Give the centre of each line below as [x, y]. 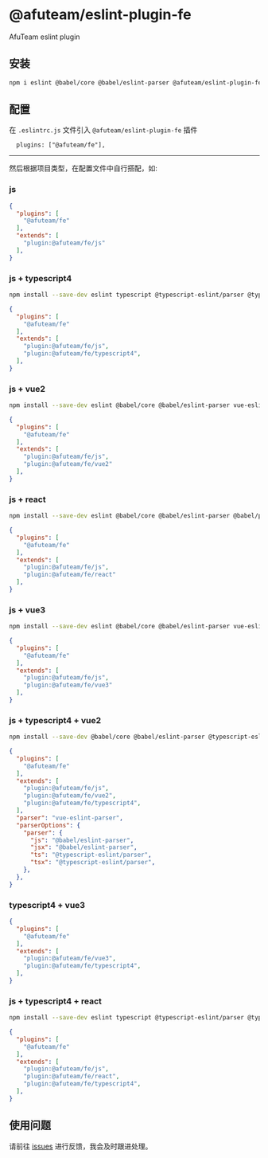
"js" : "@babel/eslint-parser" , [82, 840]
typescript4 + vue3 [47, 905]
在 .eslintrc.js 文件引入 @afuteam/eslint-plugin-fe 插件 [103, 130]
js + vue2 [27, 389]
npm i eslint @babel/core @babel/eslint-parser [89, 82]
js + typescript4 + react [56, 1001]
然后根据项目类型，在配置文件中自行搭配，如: [84, 168]
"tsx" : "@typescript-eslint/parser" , [93, 863]
